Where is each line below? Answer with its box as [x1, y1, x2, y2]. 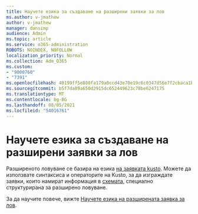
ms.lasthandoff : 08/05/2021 [6, 102, 75, 108]
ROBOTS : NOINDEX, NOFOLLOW [6, 47, 72, 53]
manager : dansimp [6, 25, 49, 31]
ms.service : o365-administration [6, 42, 88, 48]
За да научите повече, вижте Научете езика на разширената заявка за [6, 196, 185, 203]
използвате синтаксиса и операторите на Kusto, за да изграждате [6, 171, 173, 179]
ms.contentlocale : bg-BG [6, 96, 67, 102]
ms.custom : [6, 63, 33, 70]
